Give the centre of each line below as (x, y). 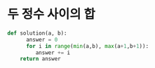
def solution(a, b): (38, 33)
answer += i (53, 53)
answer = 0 (42, 40)
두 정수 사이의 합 (52, 14)
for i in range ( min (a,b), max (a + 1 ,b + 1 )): (87, 46)
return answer (40, 59)
